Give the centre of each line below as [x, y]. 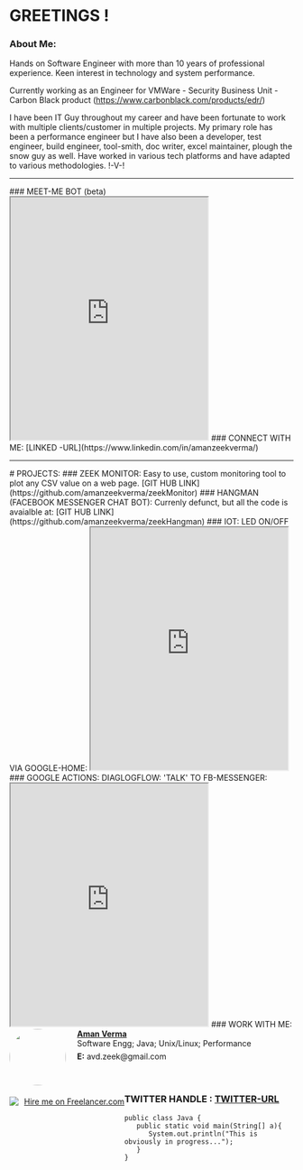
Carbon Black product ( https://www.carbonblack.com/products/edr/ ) [138, 100]
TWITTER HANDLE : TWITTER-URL [202, 1100]
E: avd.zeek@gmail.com [122, 1056]
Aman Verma [102, 1034]
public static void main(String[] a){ [209, 1126]
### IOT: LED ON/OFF [248, 522]
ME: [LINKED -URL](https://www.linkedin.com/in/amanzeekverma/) [134, 448]
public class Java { [162, 1118]
